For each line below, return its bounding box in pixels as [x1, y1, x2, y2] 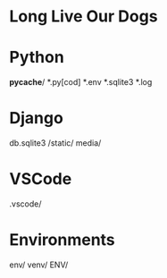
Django [9, 108, 64, 129]
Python [9, 47, 64, 68]
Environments [9, 230, 116, 250]
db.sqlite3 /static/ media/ [9, 138, 102, 148]
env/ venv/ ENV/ [9, 259, 69, 270]
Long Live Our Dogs [9, 6, 158, 27]
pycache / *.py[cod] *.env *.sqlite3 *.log [9, 77, 153, 88]
